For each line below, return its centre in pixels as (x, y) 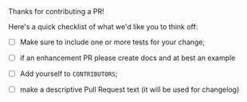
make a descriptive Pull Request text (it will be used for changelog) (129, 89)
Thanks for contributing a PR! (57, 11)
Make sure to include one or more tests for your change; (112, 42)
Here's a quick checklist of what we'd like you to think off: (103, 26)
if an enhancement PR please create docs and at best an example (127, 58)
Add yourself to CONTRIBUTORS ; (69, 74)
